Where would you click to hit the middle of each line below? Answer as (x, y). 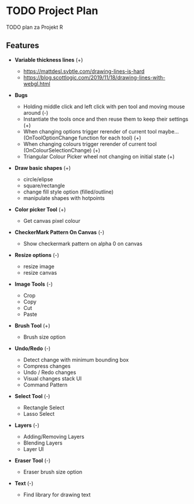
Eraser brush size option (53, 472)
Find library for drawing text (57, 495)
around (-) (36, 112)
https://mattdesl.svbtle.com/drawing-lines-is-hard (84, 71)
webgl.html (37, 84)
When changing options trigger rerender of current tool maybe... (101, 131)
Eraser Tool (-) (33, 460)
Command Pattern (45, 385)
